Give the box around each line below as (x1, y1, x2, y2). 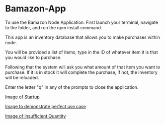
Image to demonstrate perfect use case (5, 103, 86, 109)
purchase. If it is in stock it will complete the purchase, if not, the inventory (5, 69, 158, 75)
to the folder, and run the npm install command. (5, 24, 102, 30)
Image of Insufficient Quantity (5, 113, 66, 119)
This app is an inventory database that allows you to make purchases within (5, 34, 161, 40)
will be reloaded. (5, 74, 39, 80)
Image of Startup (5, 94, 40, 100)
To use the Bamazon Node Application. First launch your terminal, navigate (5, 19, 158, 25)
